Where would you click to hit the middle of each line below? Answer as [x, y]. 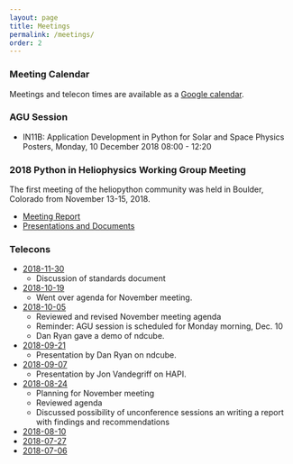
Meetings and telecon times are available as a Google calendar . [127, 94]
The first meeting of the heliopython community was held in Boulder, [137, 189]
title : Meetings [40, 26]
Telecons [30, 250]
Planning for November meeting [95, 394]
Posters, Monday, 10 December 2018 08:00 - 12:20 [117, 146]
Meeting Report [51, 216]
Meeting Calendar [50, 75]
